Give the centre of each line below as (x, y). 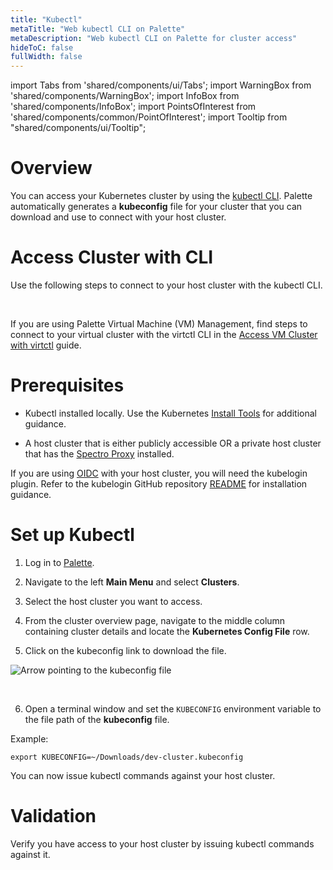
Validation (53, 816)
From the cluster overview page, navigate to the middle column (155, 620)
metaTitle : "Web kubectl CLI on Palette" (98, 29)
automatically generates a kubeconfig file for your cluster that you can (156, 207)
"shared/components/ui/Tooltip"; (78, 128)
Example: (29, 738)
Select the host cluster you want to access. (113, 601)
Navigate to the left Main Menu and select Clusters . (132, 582)
